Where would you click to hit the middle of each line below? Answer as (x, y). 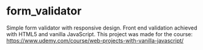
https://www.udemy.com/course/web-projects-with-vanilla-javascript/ (95, 40)
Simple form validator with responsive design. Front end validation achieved (102, 28)
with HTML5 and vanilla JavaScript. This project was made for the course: (100, 34)
